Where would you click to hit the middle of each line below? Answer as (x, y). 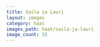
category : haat (26, 23)
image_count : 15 (27, 35)
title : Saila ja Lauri (35, 12)
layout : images (26, 18)
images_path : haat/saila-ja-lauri (50, 29)
